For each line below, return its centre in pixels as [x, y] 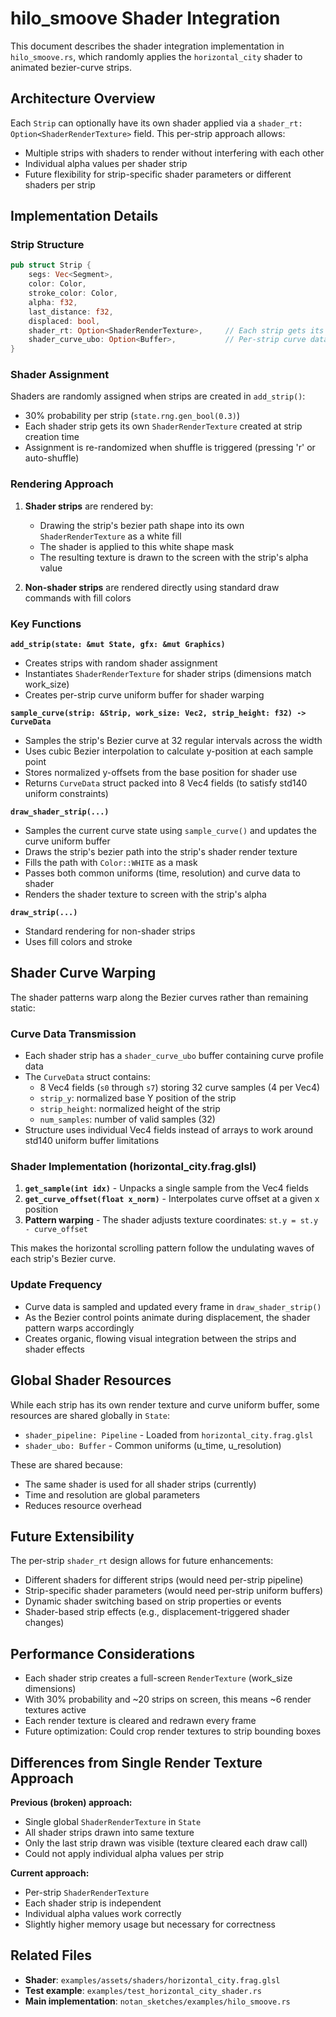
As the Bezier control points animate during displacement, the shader [167, 1317]
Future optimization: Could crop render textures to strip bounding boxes [173, 1731]
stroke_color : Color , [73, 293]
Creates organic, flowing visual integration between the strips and [160, 1338]
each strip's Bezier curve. [63, 1259]
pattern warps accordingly [79, 1328]
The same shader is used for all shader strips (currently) [140, 1484]
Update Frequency [56, 1285]
